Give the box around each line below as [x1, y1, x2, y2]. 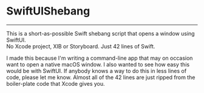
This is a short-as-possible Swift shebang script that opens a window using [6, 30, 195, 37]
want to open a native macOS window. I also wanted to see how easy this [6, 60, 190, 68]
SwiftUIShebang [6, 4, 90, 18]
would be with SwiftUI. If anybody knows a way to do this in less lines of [6, 67, 187, 74]
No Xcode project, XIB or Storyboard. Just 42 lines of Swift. [6, 42, 155, 50]
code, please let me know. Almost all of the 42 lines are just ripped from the [6, 74, 195, 81]
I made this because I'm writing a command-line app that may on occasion [6, 54, 193, 62]
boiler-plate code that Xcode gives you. [6, 80, 105, 87]
